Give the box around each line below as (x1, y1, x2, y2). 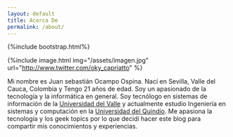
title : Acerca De (7, 17, 58, 24)
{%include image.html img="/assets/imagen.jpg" (7, 56, 149, 65)
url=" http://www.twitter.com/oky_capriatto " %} (7, 64, 143, 72)
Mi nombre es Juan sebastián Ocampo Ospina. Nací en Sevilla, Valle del (7, 77, 216, 86)
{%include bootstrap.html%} (7, 43, 90, 51)
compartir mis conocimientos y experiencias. (7, 122, 138, 131)
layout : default (7, 10, 55, 18)
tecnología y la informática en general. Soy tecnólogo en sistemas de (7, 92, 208, 100)
